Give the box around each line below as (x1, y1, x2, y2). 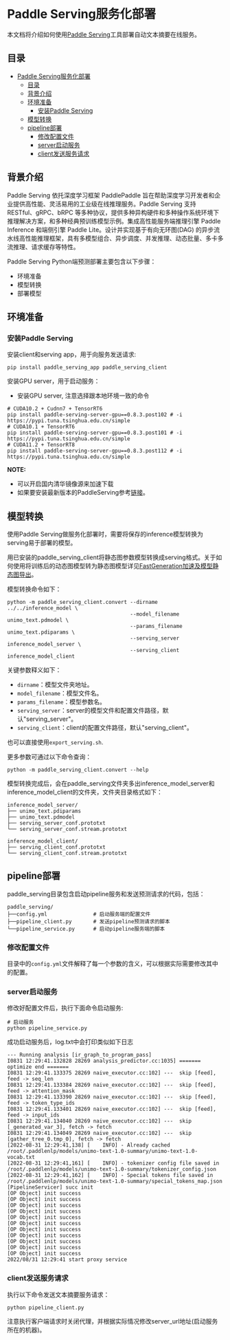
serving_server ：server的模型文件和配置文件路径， (16, 706, 163, 715)
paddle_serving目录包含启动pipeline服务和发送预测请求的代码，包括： (7, 889, 205, 898)
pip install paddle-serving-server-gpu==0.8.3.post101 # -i (7, 429, 183, 437)
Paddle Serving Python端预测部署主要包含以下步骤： (7, 257, 157, 266)
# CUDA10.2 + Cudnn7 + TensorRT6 (7, 405, 103, 413)
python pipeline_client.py (7, 1304, 84, 1311)
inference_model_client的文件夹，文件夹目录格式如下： (7, 788, 163, 797)
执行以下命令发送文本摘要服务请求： (7, 1290, 110, 1299)
